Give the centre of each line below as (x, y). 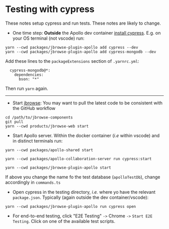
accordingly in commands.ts (33, 182)
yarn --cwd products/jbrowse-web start (47, 126)
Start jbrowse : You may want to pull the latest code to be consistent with (87, 103)
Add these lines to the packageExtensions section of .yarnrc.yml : (72, 61)
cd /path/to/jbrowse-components (39, 117)
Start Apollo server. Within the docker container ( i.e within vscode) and (86, 135)
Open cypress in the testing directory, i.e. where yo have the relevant (84, 192)
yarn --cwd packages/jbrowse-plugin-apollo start (58, 167)
